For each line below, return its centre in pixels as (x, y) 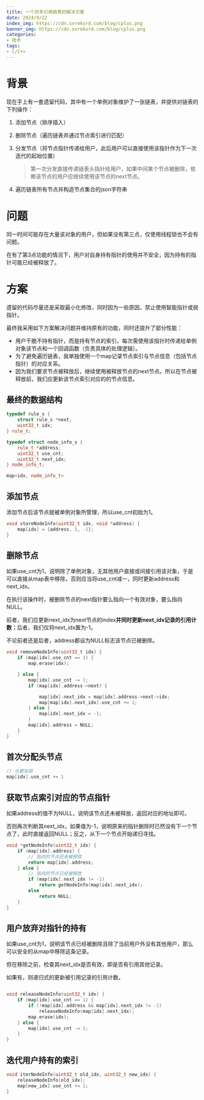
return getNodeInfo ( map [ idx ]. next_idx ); (91, 885)
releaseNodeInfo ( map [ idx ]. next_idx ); (87, 1011)
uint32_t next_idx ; (42, 459)
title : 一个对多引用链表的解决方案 (45, 12)
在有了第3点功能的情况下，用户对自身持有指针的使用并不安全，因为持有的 (99, 255)
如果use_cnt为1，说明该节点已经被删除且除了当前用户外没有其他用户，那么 (100, 944)
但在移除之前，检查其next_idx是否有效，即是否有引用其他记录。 (86, 964)
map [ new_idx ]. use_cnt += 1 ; (53, 1086)
